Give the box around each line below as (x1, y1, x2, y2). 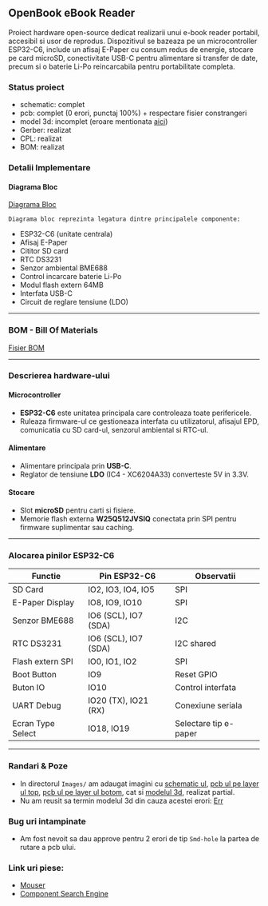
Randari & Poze (8, 760, 69, 772)
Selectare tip (175, 718, 223, 729)
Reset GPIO (175, 669, 218, 680)
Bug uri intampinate (8, 816, 86, 827)
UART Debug (12, 700, 61, 711)
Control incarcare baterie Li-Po (19, 272, 122, 281)
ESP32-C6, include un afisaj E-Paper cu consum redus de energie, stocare (8, 44, 254, 54)
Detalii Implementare (8, 162, 91, 174)
